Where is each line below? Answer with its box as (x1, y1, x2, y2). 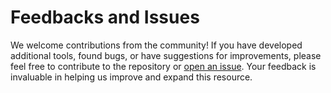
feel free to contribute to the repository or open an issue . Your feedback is (10, 60, 317, 72)
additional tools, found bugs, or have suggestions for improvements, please (10, 49, 322, 61)
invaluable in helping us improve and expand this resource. (10, 71, 253, 83)
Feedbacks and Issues (10, 6, 200, 29)
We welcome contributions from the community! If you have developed (10, 39, 303, 51)
